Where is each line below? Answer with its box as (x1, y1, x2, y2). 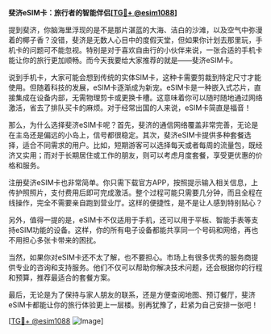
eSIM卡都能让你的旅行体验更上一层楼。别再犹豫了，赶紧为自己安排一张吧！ (8, 300, 259, 310)
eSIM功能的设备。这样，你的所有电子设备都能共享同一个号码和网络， (15, 226, 244, 235)
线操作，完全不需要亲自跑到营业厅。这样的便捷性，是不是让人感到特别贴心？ (8, 198, 263, 207)
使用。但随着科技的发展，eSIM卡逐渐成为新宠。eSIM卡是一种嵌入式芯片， (8, 82, 255, 92)
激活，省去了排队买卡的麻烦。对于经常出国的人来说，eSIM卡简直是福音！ (8, 103, 252, 112)
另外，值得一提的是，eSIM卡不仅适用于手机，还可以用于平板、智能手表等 (8, 215, 252, 225)
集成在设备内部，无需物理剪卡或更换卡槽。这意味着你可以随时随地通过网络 (15, 93, 263, 102)
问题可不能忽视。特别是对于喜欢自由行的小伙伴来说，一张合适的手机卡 (29, 45, 263, 55)
